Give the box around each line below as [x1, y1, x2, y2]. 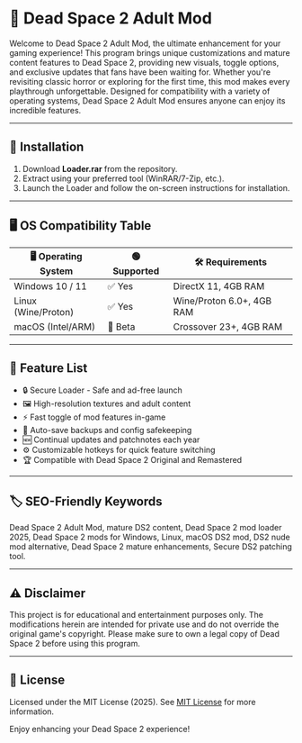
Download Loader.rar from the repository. [22, 163, 178, 174]
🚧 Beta [107, 320, 136, 332]
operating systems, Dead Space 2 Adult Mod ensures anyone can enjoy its [9, 95, 286, 106]
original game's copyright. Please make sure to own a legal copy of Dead [9, 629, 280, 639]
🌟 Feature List [9, 360, 88, 376]
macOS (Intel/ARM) [13, 320, 96, 332]
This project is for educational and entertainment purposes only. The [9, 610, 263, 620]
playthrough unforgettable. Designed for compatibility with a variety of [9, 86, 271, 96]
